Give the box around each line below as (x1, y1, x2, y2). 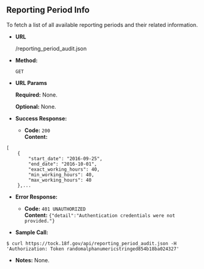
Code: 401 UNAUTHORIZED (24, 205, 86, 212)
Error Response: (15, 193, 58, 201)
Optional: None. (15, 103, 56, 110)
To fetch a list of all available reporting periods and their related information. (6, 21, 198, 28)
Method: (15, 56, 38, 64)
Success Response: (15, 114, 67, 122)
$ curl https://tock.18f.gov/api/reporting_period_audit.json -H (6, 240, 176, 246)
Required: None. (15, 91, 58, 98)
